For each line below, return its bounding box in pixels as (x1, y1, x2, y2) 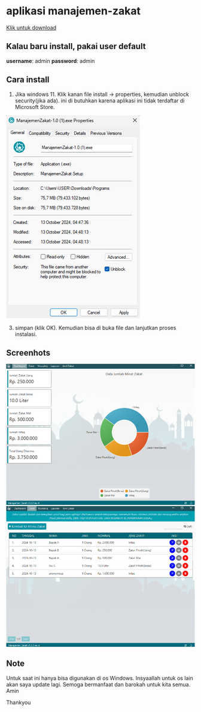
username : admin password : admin (6, 57, 95, 64)
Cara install (6, 75, 50, 85)
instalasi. (14, 331, 37, 338)
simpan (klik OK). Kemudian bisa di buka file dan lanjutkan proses (14, 324, 176, 331)
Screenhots (6, 347, 51, 357)
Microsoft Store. (14, 103, 55, 110)
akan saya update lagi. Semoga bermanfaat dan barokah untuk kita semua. (6, 681, 191, 688)
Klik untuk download (6, 24, 57, 31)
